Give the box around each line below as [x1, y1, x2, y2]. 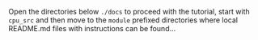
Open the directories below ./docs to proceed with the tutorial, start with [8, 7, 250, 16]
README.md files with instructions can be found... [8, 24, 176, 33]
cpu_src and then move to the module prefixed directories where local [8, 15, 239, 25]
